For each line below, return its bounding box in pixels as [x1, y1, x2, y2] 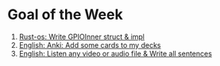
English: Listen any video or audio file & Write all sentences [18, 49, 212, 58]
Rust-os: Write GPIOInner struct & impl [18, 32, 145, 41]
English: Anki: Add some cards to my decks [18, 40, 161, 49]
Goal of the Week [7, 6, 124, 24]
